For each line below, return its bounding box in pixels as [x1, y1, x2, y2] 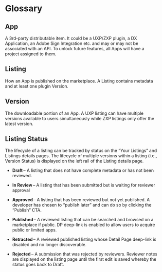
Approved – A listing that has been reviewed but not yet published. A [12, 197, 150, 203]
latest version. [5, 121, 34, 126]
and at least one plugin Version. [5, 83, 69, 89]
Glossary [5, 3, 43, 14]
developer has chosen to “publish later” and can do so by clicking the [12, 202, 152, 208]
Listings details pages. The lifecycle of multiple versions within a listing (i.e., [5, 153, 157, 159]
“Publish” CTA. [12, 207, 42, 213]
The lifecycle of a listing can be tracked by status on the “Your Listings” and [5, 147, 157, 154]
